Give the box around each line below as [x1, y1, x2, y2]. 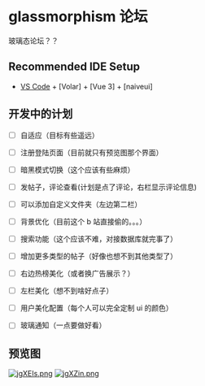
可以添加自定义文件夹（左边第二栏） [20, 199, 142, 209]
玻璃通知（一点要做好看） [20, 320, 107, 330]
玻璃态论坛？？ [8, 36, 59, 46]
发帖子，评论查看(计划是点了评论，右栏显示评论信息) [20, 182, 197, 192]
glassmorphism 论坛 [8, 7, 148, 26]
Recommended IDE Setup [8, 60, 141, 74]
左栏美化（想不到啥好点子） [20, 286, 114, 296]
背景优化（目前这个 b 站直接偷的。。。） [20, 216, 147, 226]
